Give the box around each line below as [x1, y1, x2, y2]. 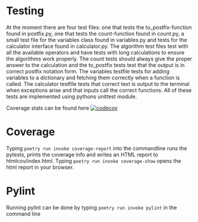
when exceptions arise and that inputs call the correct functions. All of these [6, 86, 192, 94]
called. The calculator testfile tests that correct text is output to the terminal [6, 80, 190, 87]
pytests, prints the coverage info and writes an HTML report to [6, 151, 158, 158]
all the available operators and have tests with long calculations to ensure [6, 49, 185, 56]
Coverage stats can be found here [6, 104, 90, 111]
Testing [6, 4, 44, 18]
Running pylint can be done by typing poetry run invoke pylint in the [6, 204, 177, 211]
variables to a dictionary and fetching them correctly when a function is [6, 74, 180, 81]
